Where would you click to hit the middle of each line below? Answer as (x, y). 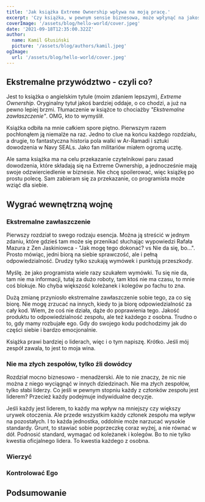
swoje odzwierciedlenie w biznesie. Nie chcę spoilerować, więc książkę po (100, 172)
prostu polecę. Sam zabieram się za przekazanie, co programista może (95, 179)
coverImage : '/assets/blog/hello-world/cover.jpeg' (73, 23)
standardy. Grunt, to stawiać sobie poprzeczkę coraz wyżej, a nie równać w (102, 428)
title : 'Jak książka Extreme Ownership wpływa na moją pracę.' (88, 12)
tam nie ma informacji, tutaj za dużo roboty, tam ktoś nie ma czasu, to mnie (101, 279)
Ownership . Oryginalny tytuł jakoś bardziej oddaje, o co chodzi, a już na (96, 103)
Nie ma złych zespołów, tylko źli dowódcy (69, 364)
